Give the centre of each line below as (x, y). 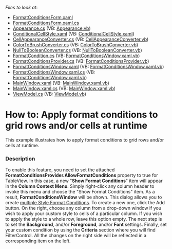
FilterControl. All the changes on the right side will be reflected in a (76, 236)
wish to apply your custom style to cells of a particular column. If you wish (84, 214)
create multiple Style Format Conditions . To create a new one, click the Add (85, 203)
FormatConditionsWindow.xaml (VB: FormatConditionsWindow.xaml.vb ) (88, 67)
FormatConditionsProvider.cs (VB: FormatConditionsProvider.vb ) (81, 61)
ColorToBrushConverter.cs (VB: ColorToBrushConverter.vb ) (75, 45)
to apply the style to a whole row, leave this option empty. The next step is (84, 219)
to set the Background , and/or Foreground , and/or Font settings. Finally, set (86, 225)
